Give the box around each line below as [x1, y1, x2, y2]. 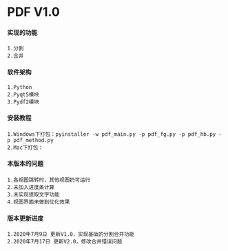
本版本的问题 [7, 159, 43, 168]
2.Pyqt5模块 [7, 91, 39, 98]
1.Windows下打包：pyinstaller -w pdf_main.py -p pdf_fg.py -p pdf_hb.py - [7, 130, 222, 138]
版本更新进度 [7, 214, 43, 222]
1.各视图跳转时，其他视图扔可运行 [7, 177, 91, 183]
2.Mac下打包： [7, 144, 43, 151]
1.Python [7, 83, 32, 90]
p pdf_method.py [7, 137, 54, 143]
